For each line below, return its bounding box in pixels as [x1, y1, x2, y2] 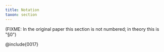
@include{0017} [5, 41, 39, 47]
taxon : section [5, 12, 37, 17]
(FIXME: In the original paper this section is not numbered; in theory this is [5, 26, 159, 32]
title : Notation [5, 7, 39, 13]
